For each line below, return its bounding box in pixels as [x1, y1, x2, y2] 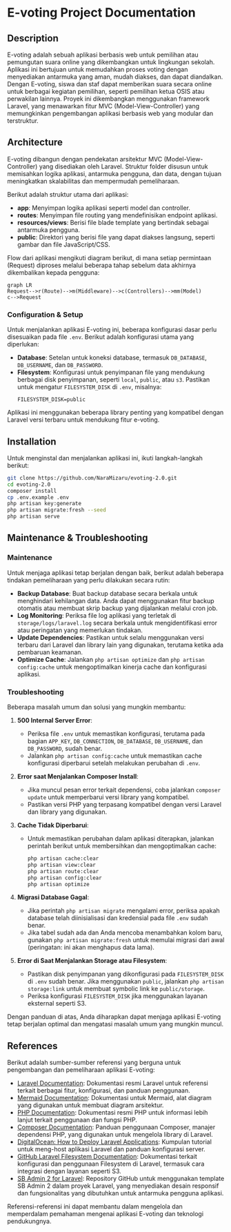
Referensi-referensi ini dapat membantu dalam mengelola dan [7, 1202, 183, 1211]
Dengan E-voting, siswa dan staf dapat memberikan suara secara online [7, 80, 212, 88]
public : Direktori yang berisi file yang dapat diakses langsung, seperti [17, 233, 215, 241]
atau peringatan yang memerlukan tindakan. [17, 626, 143, 634]
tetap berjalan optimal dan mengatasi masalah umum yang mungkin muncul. [7, 1020, 224, 1028]
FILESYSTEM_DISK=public [17, 396, 86, 403]
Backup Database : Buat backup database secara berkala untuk [17, 589, 198, 598]
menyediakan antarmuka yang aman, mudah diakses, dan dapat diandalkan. [7, 72, 223, 81]
